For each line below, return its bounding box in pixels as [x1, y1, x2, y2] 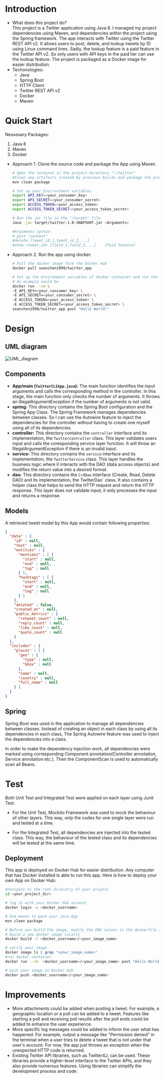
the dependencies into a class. [5, 736, 67, 742]
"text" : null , [14, 543, 45, 548]
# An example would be [12, 279, 59, 284]
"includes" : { [9, 644, 41, 649]
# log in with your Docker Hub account [5, 901, 87, 906]
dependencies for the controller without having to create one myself [12, 419, 150, 426]
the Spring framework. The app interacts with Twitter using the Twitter [12, 35, 155, 41]
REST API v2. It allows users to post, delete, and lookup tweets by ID [12, 40, 151, 46]
